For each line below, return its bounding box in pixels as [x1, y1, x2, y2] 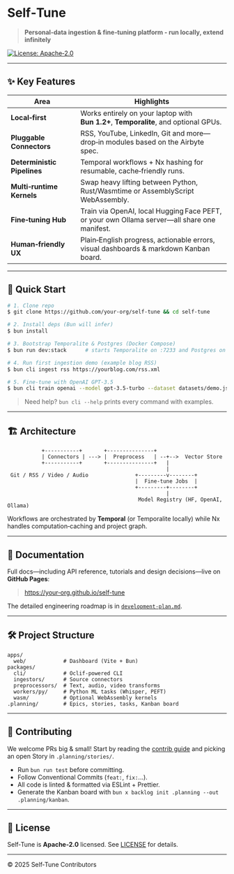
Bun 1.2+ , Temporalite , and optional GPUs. [79, 117, 222, 126]
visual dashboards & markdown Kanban [79, 243, 210, 253]
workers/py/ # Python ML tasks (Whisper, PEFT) [13, 688, 167, 695]
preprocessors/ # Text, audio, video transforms [13, 682, 160, 689]
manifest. [79, 224, 111, 233]
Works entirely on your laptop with [79, 108, 193, 118]
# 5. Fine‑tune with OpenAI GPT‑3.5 [7, 379, 114, 386]
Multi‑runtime [10, 182, 58, 191]
